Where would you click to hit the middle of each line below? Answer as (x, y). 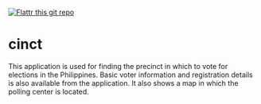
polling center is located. (49, 91)
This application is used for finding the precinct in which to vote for (118, 66)
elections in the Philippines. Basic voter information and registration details (130, 75)
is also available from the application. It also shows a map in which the (123, 83)
